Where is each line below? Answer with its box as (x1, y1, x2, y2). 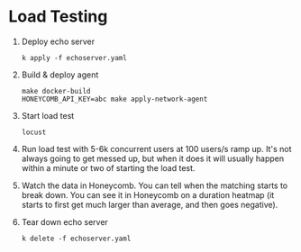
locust (21, 128, 47, 137)
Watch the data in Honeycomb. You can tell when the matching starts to (21, 180, 288, 191)
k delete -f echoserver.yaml (21, 234, 132, 243)
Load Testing (8, 6, 108, 27)
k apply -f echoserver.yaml (21, 53, 127, 62)
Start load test (21, 110, 75, 121)
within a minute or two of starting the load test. (21, 162, 196, 173)
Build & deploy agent (21, 69, 99, 80)
